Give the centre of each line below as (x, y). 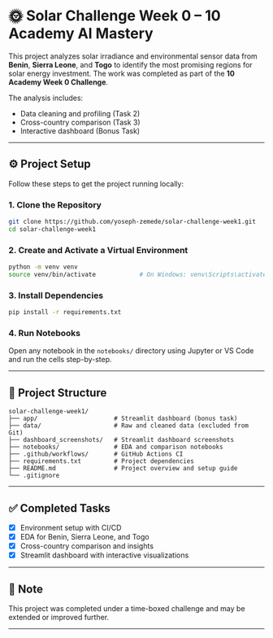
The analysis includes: (46, 98)
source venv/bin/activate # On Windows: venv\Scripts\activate (138, 274)
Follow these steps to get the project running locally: (96, 184)
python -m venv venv (43, 267)
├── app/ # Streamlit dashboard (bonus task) (123, 419)
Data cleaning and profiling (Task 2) (80, 113)
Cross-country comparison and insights (87, 546)
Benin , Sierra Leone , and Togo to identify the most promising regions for (131, 64)
